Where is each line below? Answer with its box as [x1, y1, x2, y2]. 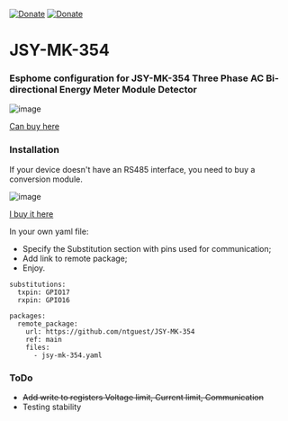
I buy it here [9, 208, 54, 219]
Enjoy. [22, 262, 46, 273]
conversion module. [9, 174, 83, 184]
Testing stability [22, 401, 82, 413]
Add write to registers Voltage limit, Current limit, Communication [22, 392, 264, 403]
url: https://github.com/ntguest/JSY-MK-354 [25, 327, 195, 336]
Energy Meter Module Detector [58, 84, 198, 96]
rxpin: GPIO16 [17, 295, 70, 305]
